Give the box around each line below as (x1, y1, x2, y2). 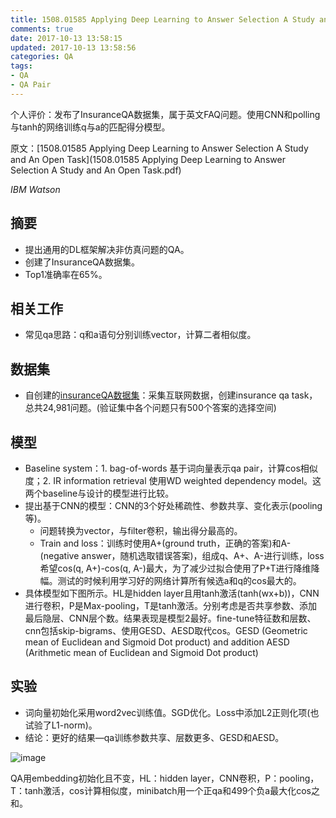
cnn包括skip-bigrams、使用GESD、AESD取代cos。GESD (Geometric (24, 625, 308, 636)
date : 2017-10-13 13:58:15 (10, 33, 123, 43)
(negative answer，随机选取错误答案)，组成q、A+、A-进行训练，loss (39, 550, 325, 561)
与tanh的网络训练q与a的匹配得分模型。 (10, 121, 171, 133)
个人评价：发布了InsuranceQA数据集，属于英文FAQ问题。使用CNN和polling (10, 108, 321, 120)
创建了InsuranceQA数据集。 (24, 256, 140, 268)
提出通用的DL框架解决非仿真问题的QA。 (24, 243, 190, 255)
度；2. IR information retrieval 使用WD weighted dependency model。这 (24, 475, 322, 486)
